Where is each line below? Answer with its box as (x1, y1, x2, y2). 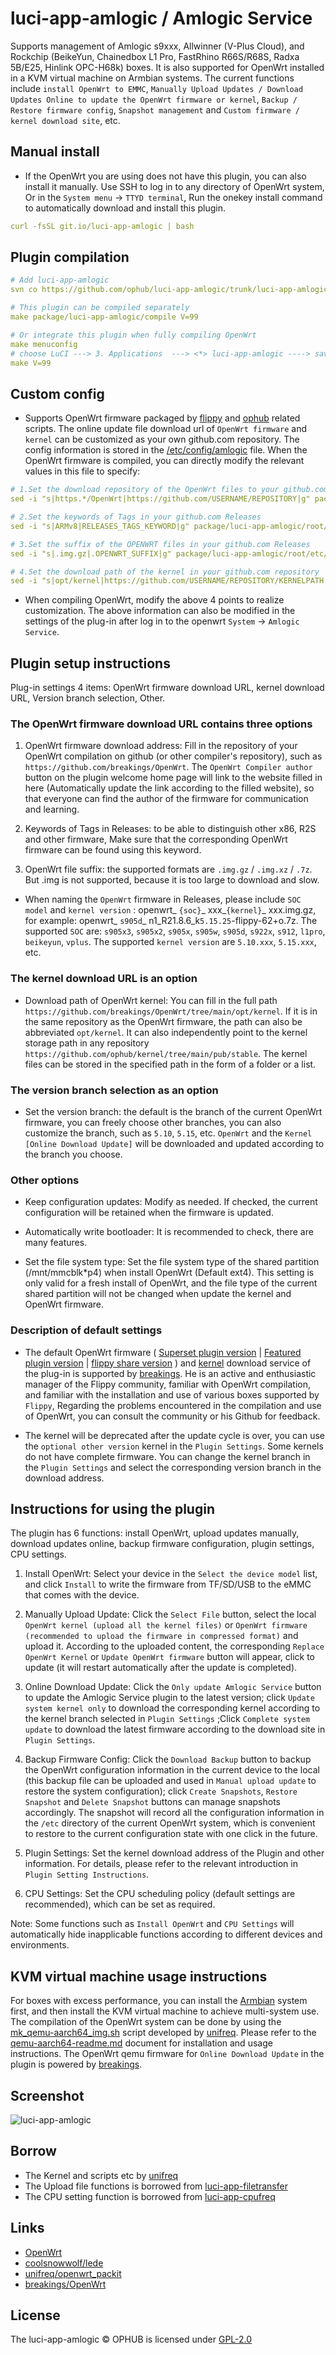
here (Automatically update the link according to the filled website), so (24, 782, 315, 794)
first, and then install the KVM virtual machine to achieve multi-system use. (10, 2005, 320, 2017)
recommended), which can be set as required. (24, 1898, 216, 1911)
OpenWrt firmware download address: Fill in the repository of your (24, 740, 298, 752)
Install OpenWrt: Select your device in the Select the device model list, (24, 1568, 318, 1580)
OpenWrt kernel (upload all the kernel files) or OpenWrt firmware (24, 1619, 308, 1631)
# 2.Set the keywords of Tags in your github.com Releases (10, 512, 262, 522)
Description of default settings (10, 1323, 163, 1337)
